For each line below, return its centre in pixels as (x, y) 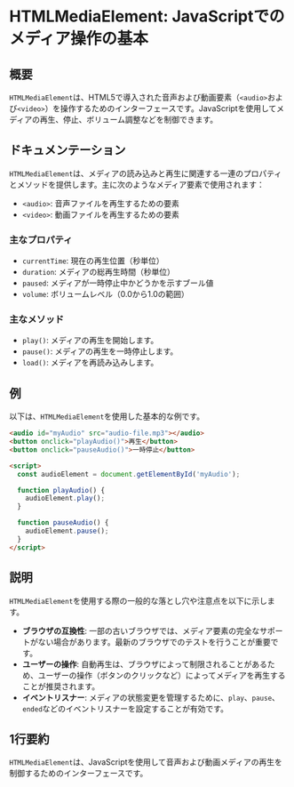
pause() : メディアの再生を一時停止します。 (100, 351)
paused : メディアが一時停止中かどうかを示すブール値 (118, 283)
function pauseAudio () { (63, 523)
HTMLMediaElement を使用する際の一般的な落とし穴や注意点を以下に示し (139, 600)
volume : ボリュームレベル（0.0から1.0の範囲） (105, 294)
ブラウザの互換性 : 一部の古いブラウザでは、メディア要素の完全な (141, 630)
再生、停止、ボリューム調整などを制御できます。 (129, 120)
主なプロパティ (41, 239)
